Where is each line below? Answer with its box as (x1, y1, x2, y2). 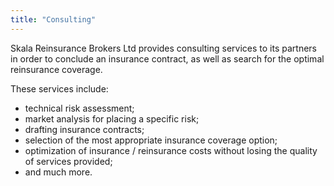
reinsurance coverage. (10, 63, 103, 75)
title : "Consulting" (10, 14, 97, 25)
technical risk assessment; (24, 102, 135, 114)
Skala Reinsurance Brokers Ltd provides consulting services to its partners (10, 42, 317, 54)
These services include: (10, 82, 109, 95)
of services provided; (24, 155, 113, 167)
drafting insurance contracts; (24, 123, 145, 135)
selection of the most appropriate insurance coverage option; (24, 134, 278, 146)
